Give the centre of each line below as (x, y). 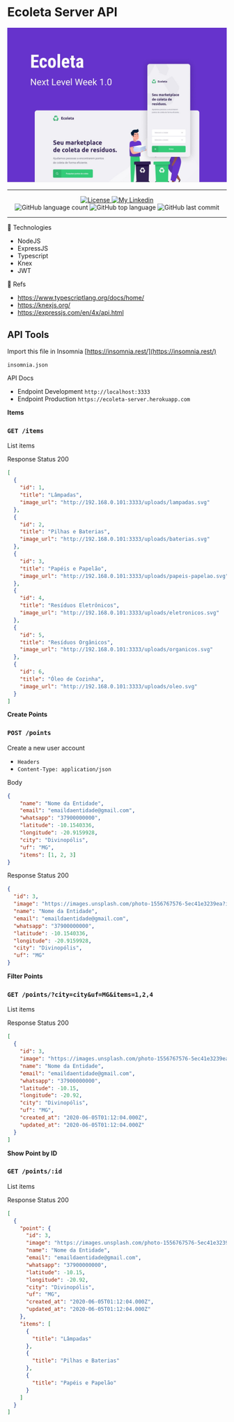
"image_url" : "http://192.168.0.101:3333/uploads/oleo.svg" (109, 686)
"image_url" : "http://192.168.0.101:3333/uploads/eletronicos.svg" (119, 613)
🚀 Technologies (30, 228)
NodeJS (29, 241)
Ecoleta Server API (62, 12)
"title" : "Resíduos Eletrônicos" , (70, 606)
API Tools (28, 335)
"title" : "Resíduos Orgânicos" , (67, 642)
